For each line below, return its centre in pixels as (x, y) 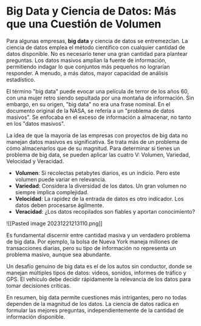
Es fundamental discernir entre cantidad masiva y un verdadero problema (98, 235)
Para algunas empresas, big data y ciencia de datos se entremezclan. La (97, 41)
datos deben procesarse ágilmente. (60, 205)
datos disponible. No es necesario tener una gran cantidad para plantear (97, 53)
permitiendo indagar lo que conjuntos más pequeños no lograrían (88, 66)
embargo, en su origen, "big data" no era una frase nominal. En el (88, 104)
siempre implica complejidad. (52, 192)
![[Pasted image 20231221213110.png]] (55, 223)
